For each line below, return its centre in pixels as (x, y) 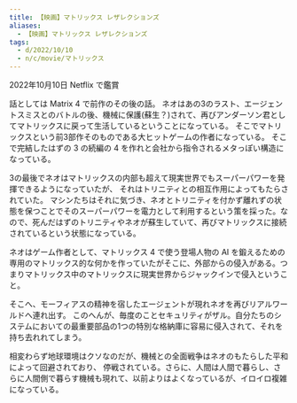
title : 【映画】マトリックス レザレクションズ (84, 17)
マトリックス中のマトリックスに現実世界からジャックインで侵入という (152, 274)
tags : (19, 42)
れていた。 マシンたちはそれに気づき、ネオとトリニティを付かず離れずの (142, 200)
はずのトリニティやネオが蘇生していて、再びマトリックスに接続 (171, 222)
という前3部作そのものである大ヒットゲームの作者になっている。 (151, 137)
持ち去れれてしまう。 (48, 337)
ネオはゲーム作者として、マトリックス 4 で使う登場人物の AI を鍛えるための (147, 252)
